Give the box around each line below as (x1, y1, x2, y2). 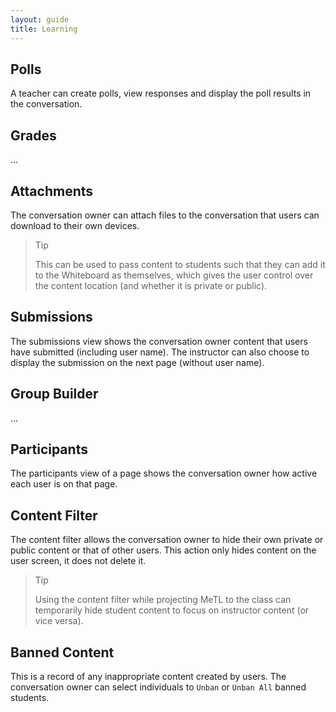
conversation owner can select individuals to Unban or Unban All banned (10, 681, 307, 693)
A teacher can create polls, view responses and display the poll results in (10, 87, 312, 100)
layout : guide (10, 14, 70, 25)
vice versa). (34, 615, 84, 627)
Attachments (10, 182, 94, 200)
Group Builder (10, 386, 99, 403)
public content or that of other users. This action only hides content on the (10, 544, 317, 556)
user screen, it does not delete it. (10, 555, 147, 567)
